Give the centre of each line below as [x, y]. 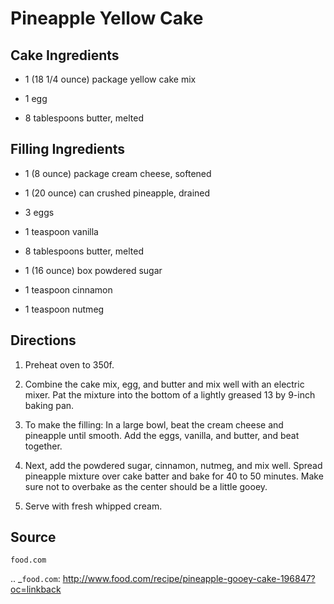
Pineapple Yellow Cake [107, 18]
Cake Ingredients [65, 55]
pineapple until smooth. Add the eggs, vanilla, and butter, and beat [162, 435]
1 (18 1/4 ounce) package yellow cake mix [110, 79]
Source [33, 537]
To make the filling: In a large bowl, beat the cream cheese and [154, 424]
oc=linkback [36, 589]
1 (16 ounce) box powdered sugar [93, 270]
